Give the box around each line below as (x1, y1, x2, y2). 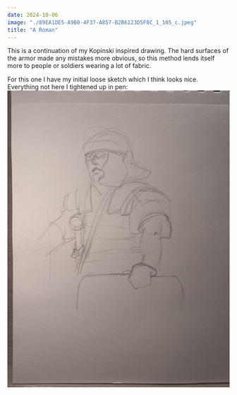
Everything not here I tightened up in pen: (7, 83, 128, 91)
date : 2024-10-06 (7, 11, 59, 18)
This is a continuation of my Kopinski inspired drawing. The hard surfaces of (7, 47, 229, 55)
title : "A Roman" (7, 26, 59, 33)
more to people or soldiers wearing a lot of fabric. (7, 61, 152, 70)
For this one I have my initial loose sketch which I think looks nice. (7, 75, 199, 84)
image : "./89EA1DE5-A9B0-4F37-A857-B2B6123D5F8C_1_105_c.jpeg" (7, 18, 197, 26)
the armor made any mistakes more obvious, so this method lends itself (7, 54, 215, 63)
